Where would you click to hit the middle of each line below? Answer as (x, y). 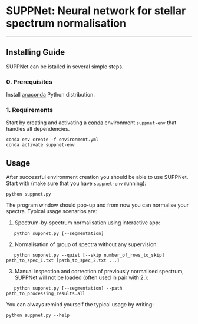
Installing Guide (36, 52)
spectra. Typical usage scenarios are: (52, 211)
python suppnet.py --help (38, 315)
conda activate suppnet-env (41, 145)
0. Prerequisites (29, 82)
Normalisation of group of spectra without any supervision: (86, 244)
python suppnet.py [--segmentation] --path (68, 289)
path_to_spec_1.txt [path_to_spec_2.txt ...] (63, 260)
